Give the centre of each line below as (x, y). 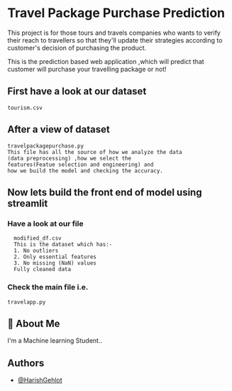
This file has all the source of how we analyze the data (95, 152)
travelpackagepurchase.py (45, 146)
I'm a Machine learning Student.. (55, 341)
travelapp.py (27, 302)
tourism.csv (25, 108)
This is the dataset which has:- (63, 245)
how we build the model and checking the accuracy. (85, 171)
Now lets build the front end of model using (105, 192)
